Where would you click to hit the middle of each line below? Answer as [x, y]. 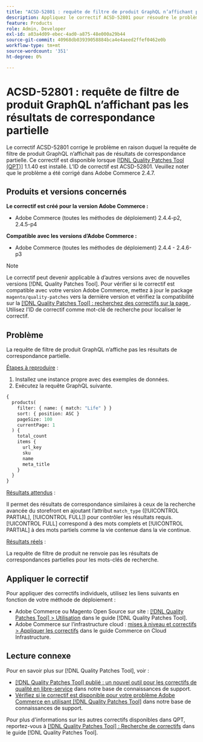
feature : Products [29, 23]
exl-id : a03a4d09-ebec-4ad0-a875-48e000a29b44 [66, 34]
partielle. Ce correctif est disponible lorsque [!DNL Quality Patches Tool [95, 160]
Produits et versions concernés [66, 192]
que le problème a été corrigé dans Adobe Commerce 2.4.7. [81, 173]
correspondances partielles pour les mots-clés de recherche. [82, 560]
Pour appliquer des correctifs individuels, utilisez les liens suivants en [93, 593]
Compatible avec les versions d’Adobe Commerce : [72, 236]
